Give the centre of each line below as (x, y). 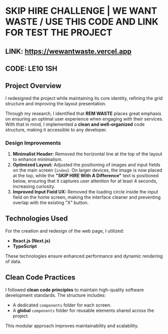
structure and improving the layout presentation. (56, 103)
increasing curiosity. (34, 186)
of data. (13, 261)
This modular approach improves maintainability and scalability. (72, 325)
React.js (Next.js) (32, 241)
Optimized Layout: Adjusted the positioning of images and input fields (86, 165)
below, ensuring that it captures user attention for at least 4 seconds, (85, 181)
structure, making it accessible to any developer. (56, 129)
